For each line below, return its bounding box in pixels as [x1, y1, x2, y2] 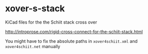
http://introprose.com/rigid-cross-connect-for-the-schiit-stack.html [5, 28, 143, 34]
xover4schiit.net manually [5, 43, 60, 49]
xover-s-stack [5, 3, 65, 14]
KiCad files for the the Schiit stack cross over [5, 19, 98, 25]
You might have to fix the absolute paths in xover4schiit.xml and [5, 38, 138, 44]
